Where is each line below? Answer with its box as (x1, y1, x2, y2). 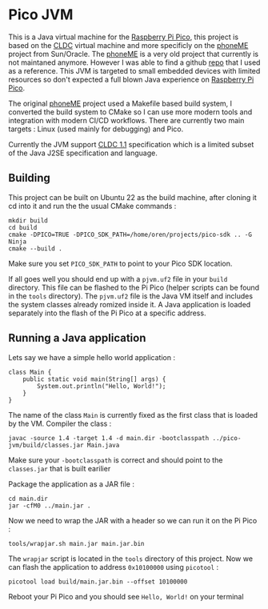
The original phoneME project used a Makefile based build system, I (8, 98, 233, 108)
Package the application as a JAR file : (8, 479, 134, 489)
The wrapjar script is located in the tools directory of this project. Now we (8, 554, 254, 563)
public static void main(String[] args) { (22, 375, 166, 383)
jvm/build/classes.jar (8, 441, 84, 449)
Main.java (86, 441, 120, 449)
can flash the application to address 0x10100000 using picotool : (8, 562, 218, 571)
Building (8, 171, 50, 185)
